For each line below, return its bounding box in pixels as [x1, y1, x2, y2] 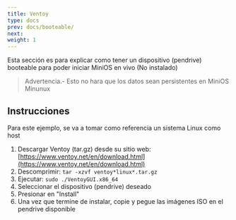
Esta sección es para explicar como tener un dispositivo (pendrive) [7, 56, 202, 64]
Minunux [24, 85, 51, 93]
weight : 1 [7, 37, 37, 44]
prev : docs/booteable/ [7, 23, 74, 30]
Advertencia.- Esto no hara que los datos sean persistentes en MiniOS [24, 77, 230, 85]
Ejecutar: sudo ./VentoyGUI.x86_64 [17, 174, 119, 183]
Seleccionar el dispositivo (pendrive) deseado [17, 182, 152, 190]
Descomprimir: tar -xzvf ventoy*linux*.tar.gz [17, 167, 158, 176]
